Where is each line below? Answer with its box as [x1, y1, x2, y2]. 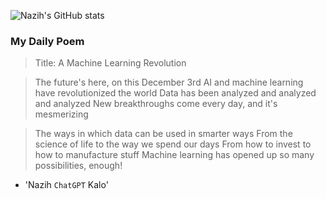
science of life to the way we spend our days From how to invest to [34, 138, 312, 150]
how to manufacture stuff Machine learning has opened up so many [34, 149, 315, 161]
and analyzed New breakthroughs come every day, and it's [34, 98, 278, 110]
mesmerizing [34, 108, 89, 120]
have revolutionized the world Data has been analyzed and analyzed [34, 87, 317, 99]
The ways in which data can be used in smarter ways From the [34, 128, 293, 140]
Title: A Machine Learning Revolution [34, 57, 187, 69]
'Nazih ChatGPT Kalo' [24, 179, 109, 191]
